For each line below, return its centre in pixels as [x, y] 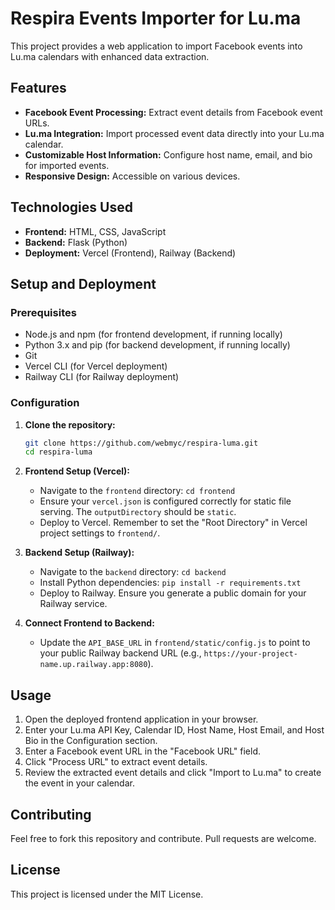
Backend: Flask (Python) [76, 242]
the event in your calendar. [79, 783]
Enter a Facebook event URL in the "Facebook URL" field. [143, 751]
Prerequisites [43, 312]
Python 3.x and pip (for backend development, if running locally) [157, 345]
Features [38, 88]
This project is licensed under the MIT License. [107, 894]
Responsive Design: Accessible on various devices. [132, 176]
